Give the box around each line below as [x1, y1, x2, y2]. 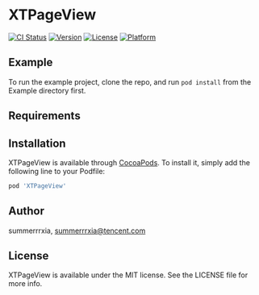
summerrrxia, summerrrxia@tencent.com [8, 226, 146, 235]
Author [8, 204, 44, 218]
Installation [8, 136, 66, 150]
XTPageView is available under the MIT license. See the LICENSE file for [8, 270, 249, 280]
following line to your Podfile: [8, 166, 106, 176]
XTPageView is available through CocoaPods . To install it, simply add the [8, 157, 250, 167]
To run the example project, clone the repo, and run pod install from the [8, 77, 252, 86]
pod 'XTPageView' [8, 181, 67, 190]
